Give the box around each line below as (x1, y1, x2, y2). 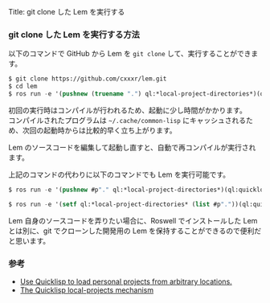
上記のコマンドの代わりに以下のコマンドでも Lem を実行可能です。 (8, 170, 231, 179)
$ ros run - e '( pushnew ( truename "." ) (8, 90, 142, 98)
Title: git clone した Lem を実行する (8, 7, 125, 16)
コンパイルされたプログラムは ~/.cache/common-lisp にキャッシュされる (8, 115, 247, 125)
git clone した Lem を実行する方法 (8, 29, 141, 40)
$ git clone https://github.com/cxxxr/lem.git (8, 75, 167, 83)
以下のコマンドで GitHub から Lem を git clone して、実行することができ (8, 49, 252, 59)
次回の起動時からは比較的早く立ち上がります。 (22, 125, 177, 135)
